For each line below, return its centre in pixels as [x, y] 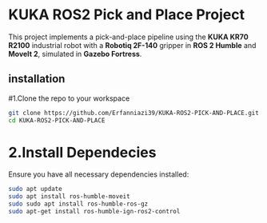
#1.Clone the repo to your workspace [69, 98]
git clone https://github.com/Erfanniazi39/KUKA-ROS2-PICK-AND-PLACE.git [134, 113]
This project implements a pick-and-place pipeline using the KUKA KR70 [129, 37]
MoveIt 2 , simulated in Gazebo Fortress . [75, 54]
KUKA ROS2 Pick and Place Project [127, 15]
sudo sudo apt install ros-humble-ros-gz [78, 204]
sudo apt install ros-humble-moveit [69, 197]
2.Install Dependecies [82, 152]
